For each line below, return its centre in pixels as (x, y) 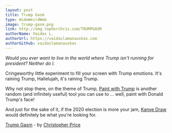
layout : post (19, 10)
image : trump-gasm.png (29, 24)
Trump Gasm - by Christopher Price (43, 125)
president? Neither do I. (30, 63)
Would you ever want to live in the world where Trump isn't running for (80, 58)
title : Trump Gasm (25, 15)
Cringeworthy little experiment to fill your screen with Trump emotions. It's (84, 73)
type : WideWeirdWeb (26, 19)
